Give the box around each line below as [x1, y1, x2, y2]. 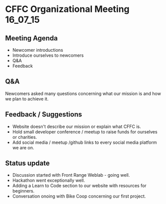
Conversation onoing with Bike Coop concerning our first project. [12, 193, 146, 200]
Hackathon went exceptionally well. [12, 178, 85, 184]
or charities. [12, 134, 37, 140]
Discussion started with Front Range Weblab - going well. [12, 172, 130, 178]
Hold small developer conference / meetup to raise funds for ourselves [12, 128, 158, 135]
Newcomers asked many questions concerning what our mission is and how [5, 91, 162, 97]
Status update [5, 159, 50, 168]
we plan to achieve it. [5, 96, 49, 102]
